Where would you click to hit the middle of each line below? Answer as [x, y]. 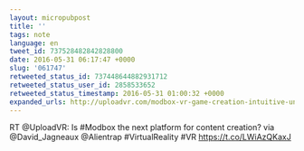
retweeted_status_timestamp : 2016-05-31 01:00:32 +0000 [117, 93]
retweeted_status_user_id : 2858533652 [82, 85]
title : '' [28, 26]
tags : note [30, 34]
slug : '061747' [38, 69]
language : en [34, 43]
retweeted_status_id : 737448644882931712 [89, 77]
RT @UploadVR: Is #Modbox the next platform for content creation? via [142, 127]
